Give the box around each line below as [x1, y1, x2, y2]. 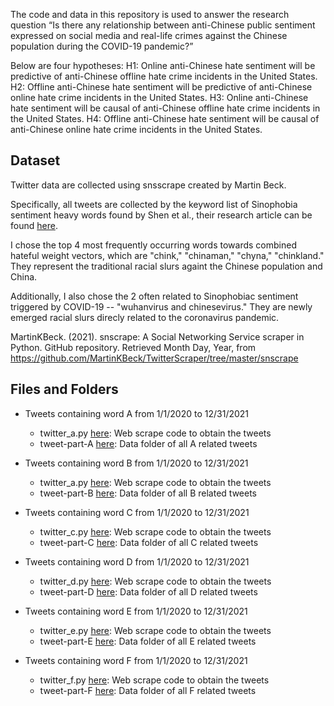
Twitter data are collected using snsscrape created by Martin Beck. [10, 179, 287, 191]
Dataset [10, 152, 61, 169]
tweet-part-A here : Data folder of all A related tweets [39, 437, 258, 449]
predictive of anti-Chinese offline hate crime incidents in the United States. [10, 70, 318, 82]
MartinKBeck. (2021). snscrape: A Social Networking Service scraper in [10, 330, 305, 343]
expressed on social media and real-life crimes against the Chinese [10, 30, 288, 41]
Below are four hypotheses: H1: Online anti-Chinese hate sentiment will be [10, 60, 316, 71]
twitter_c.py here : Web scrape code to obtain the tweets [39, 525, 272, 538]
